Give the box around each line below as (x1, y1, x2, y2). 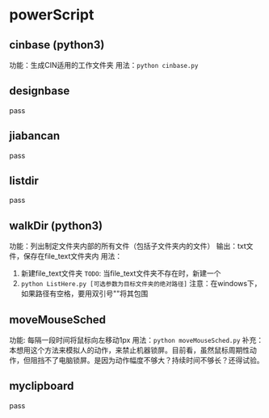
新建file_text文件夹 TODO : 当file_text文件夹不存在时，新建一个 (20, 268, 221, 278)
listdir (9, 174, 40, 188)
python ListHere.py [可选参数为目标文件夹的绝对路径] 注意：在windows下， (20, 279, 262, 289)
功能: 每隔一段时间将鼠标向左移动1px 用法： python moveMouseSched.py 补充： (9, 336, 264, 345)
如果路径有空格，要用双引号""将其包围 (20, 289, 149, 298)
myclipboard (9, 379, 74, 393)
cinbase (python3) (9, 38, 105, 52)
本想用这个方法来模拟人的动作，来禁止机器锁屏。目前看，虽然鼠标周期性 (9, 345, 250, 355)
